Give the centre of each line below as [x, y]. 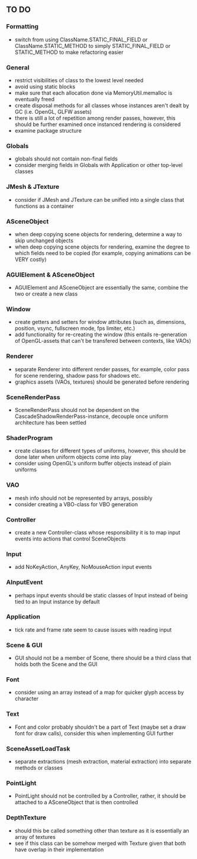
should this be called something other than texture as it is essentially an [102, 831]
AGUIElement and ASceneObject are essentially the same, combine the [101, 288]
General [18, 67]
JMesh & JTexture [33, 187]
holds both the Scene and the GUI [56, 664]
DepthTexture [26, 818]
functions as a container [44, 206]
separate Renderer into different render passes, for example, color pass [102, 369]
